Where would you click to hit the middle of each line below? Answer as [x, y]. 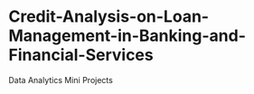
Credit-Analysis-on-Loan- [109, 17]
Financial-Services [81, 55]
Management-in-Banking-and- [127, 36]
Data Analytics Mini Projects [61, 80]
